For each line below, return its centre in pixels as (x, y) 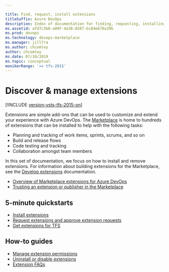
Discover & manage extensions (71, 91)
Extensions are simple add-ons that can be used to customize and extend (81, 115)
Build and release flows (37, 141)
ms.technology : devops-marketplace (43, 38)
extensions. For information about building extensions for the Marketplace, (82, 167)
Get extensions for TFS (36, 226)
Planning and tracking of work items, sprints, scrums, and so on (78, 135)
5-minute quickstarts (39, 203)
